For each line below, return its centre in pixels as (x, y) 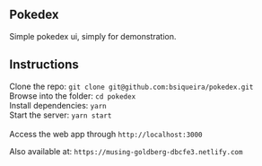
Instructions (44, 65)
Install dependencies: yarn (58, 105)
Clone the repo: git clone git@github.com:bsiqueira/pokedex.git (131, 86)
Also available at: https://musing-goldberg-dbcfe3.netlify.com (126, 151)
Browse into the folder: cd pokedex (73, 96)
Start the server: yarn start (61, 115)
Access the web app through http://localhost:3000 (106, 134)
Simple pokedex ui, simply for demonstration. (93, 36)
